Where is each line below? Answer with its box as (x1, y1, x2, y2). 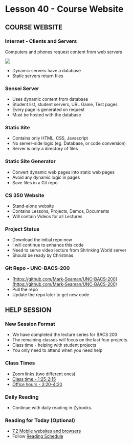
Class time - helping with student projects (12, 342, 97, 348)
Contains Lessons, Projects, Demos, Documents (12, 208, 110, 214)
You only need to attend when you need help (12, 347, 103, 353)
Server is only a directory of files (12, 146, 78, 152)
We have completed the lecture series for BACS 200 (12, 332, 117, 337)
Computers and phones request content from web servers (5, 49, 122, 55)
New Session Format (5, 320, 55, 327)
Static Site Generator (5, 158, 56, 165)
